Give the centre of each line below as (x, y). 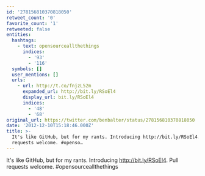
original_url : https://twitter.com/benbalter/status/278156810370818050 (101, 120)
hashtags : (24, 40)
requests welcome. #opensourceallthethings (62, 166)
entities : (19, 35)
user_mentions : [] (35, 75)
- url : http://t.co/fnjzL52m (54, 86)
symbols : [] (27, 69)
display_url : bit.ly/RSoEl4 (58, 97)
